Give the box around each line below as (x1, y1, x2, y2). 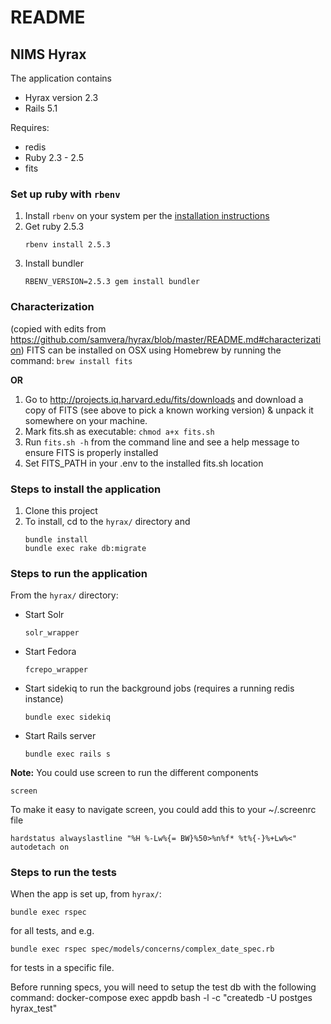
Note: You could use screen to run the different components (10, 767, 259, 779)
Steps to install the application (10, 482, 162, 496)
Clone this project (24, 504, 98, 516)
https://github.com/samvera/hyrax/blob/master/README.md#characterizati (10, 333, 322, 345)
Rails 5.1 (24, 102, 58, 114)
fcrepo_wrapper (24, 665, 89, 675)
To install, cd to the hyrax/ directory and (24, 515, 191, 527)
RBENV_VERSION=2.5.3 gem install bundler (24, 277, 200, 287)
